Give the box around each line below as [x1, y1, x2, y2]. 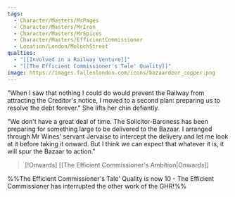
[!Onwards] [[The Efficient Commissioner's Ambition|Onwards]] [24, 160, 209, 169]
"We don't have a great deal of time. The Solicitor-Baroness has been [7, 117, 209, 125]
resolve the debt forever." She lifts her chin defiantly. [7, 103, 160, 112]
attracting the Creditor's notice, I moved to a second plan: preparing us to [7, 96, 220, 104]
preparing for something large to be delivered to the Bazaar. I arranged [7, 125, 212, 133]
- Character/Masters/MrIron [13, 23, 96, 30]
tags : [7, 10, 23, 18]
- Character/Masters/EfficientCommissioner [13, 37, 143, 44]
